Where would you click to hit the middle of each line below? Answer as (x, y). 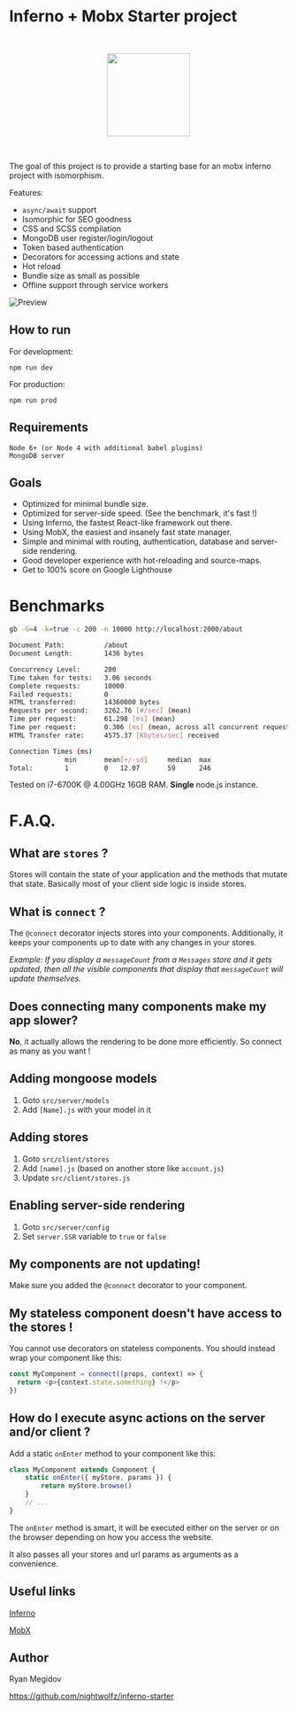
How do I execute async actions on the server (137, 1418)
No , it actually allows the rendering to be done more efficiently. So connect (145, 1042)
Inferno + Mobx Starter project (123, 16)
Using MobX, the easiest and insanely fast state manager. (127, 532)
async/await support (59, 209)
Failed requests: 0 (59, 694)
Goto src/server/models (66, 1100)
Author (29, 1658)
